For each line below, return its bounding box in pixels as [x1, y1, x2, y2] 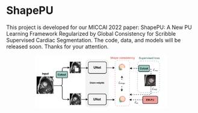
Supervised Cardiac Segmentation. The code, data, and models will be [6, 36, 181, 44]
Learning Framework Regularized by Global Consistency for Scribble [6, 30, 176, 37]
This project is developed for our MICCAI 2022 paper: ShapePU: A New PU [6, 24, 193, 31]
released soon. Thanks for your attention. [6, 43, 109, 50]
